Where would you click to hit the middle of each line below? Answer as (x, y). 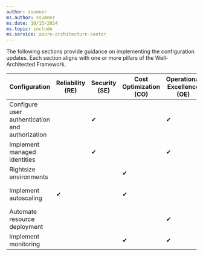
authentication (30, 120)
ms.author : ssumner (31, 18)
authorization (28, 135)
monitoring (25, 244)
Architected (21, 65)
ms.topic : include (29, 29)
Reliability (71, 83)
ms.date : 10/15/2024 (32, 23)
